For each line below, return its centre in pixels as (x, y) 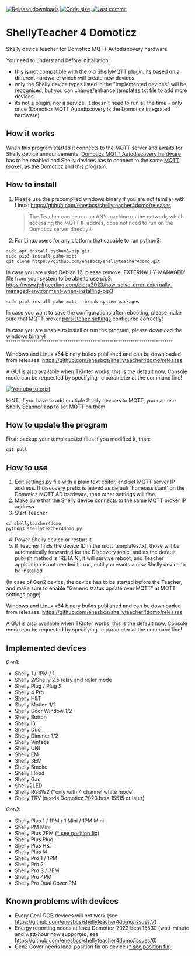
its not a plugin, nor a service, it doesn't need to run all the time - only (98, 103)
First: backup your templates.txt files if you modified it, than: (79, 439)
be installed (28, 571)
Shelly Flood (29, 773)
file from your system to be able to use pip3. (59, 278)
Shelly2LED (28, 786)
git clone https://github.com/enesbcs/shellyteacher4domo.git (83, 261)
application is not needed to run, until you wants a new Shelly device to (100, 565)
